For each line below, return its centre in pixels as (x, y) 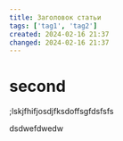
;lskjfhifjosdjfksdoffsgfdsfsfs (61, 112)
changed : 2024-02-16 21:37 (59, 42)
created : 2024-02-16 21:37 (59, 34)
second (38, 87)
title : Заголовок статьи (55, 17)
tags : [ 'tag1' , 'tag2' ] (53, 26)
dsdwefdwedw (37, 129)
